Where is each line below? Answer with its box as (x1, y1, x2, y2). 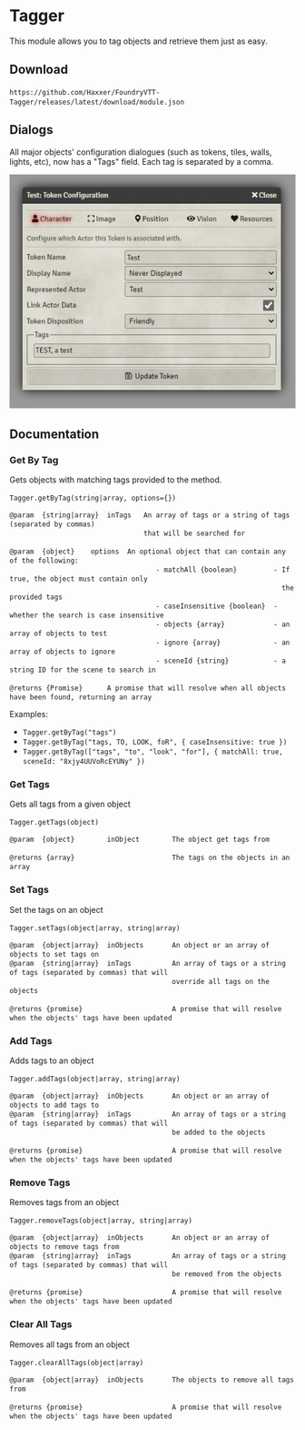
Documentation (9, 426, 100, 441)
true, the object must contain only (9, 574, 148, 583)
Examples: (9, 709, 48, 720)
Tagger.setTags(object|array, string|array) (9, 923, 181, 933)
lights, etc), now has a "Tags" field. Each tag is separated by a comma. (9, 156, 274, 167)
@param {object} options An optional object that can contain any (9, 547, 286, 556)
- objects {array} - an (155, 620, 290, 629)
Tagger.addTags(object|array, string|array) (9, 1075, 181, 1084)
